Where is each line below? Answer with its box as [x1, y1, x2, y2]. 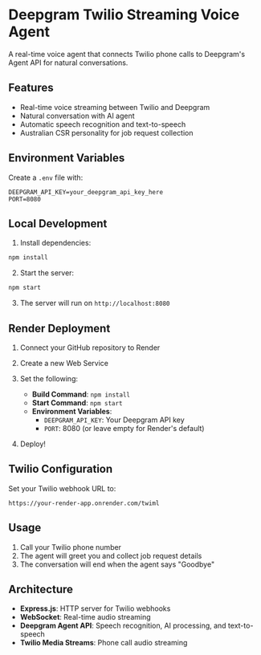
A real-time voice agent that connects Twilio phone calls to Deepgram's [8, 49, 246, 59]
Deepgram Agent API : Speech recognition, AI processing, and [19, 620, 226, 631]
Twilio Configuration [8, 462, 113, 476]
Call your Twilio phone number [19, 542, 122, 551]
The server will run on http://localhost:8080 [19, 299, 170, 308]
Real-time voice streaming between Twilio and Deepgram [19, 102, 210, 112]
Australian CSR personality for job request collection [19, 128, 194, 137]
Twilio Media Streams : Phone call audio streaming [19, 638, 188, 648]
